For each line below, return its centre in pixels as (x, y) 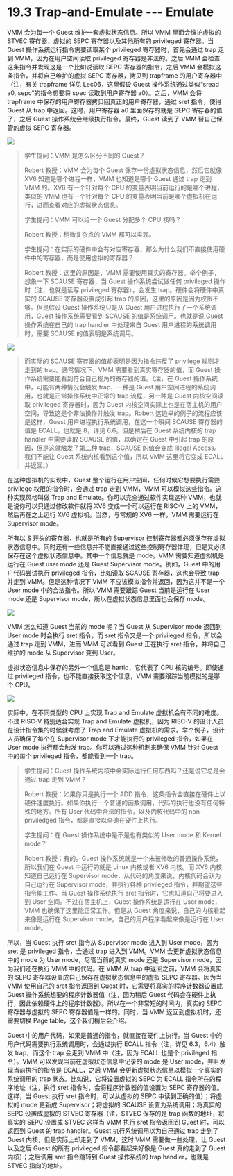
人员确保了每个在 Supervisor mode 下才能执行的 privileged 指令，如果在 (110, 738)
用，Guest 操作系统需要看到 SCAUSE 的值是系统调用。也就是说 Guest (123, 316)
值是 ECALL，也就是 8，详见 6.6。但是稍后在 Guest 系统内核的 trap (120, 430)
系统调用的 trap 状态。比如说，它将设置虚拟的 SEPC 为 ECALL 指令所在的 (112, 1078)
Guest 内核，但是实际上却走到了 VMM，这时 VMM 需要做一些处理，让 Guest (116, 1139)
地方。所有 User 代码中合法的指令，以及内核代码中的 (112, 811)
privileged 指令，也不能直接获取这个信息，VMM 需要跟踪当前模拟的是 (114, 676)
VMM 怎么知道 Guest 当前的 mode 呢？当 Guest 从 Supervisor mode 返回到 (114, 626)
